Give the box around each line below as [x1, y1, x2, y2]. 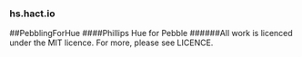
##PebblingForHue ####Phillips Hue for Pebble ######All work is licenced [9, 28, 293, 39]
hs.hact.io [9, 7, 56, 20]
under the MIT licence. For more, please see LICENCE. [9, 37, 214, 48]
